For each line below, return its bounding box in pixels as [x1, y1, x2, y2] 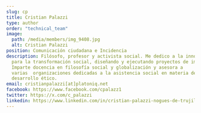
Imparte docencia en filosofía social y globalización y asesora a [11, 64, 184, 71]
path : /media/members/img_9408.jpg [11, 36, 100, 42]
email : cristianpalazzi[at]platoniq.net [6, 81, 109, 87]
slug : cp [6, 8, 28, 15]
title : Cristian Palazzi [6, 14, 68, 20]
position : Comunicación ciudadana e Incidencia [6, 48, 127, 54]
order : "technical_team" [6, 25, 68, 32]
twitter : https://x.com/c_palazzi [6, 92, 93, 98]
